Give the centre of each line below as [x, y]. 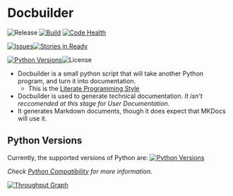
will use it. [32, 118]
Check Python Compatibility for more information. [80, 171]
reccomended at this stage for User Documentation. [94, 103]
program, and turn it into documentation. [77, 81]
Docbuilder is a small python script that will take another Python [110, 73]
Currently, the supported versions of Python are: [78, 157]
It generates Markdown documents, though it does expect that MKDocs [121, 111]
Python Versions [45, 141]
